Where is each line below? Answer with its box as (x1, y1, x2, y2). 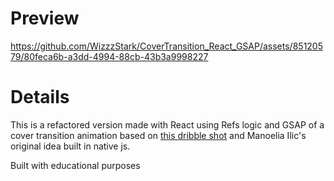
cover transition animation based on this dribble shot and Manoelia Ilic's (10, 129, 307, 141)
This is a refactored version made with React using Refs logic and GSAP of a (10, 118, 325, 131)
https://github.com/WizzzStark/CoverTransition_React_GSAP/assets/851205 (10, 40, 324, 52)
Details (10, 86, 70, 109)
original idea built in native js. (10, 140, 131, 152)
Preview (10, 7, 80, 30)
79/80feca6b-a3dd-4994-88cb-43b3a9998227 (10, 50, 209, 62)
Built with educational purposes (10, 159, 141, 171)
